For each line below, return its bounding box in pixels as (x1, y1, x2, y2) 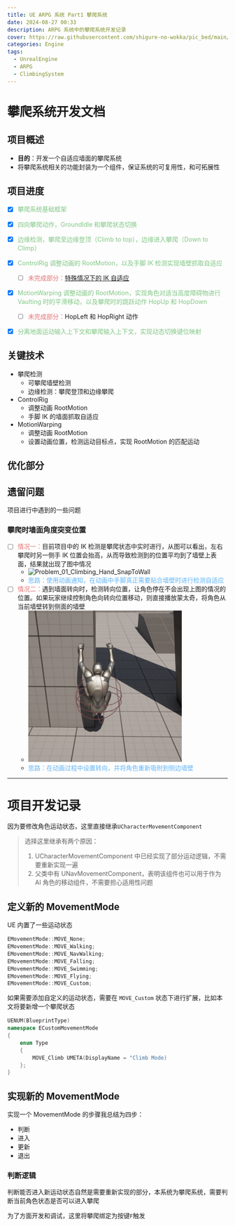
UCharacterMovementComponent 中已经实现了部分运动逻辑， (34, 852, 215, 860)
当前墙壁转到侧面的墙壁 (17, 602, 85, 611)
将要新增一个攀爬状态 (13, 1002, 75, 1011)
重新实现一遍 (41, 860, 78, 869)
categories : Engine (7, 41, 64, 48)
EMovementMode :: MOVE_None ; (7, 935, 86, 943)
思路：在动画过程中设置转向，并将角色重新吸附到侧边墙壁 (27, 764, 194, 772)
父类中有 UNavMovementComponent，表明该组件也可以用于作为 (34, 869, 222, 878)
